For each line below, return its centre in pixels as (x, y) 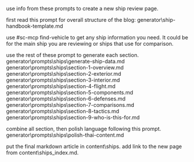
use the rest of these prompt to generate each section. (73, 55)
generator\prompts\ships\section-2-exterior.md (64, 74)
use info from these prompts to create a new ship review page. (82, 9)
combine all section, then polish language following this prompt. (84, 129)
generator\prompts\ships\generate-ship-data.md (65, 61)
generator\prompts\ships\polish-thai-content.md (65, 135)
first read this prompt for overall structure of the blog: (71, 20)
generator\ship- (156, 20)
